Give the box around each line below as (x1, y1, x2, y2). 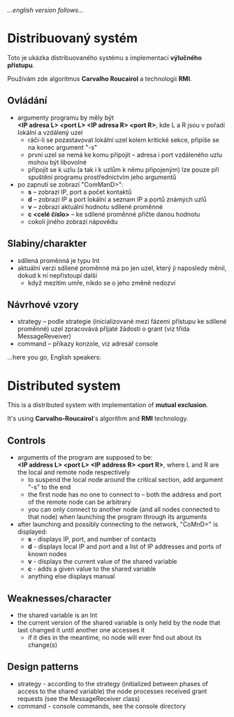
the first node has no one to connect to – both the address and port (27, 490, 221, 499)
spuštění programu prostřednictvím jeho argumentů (27, 173, 177, 181)
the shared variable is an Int (17, 611, 98, 619)
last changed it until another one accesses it (17, 625, 145, 634)
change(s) (27, 640, 58, 649)
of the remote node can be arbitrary (27, 498, 131, 506)
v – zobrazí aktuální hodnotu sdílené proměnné (27, 202, 163, 211)
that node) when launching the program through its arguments (27, 513, 207, 521)
